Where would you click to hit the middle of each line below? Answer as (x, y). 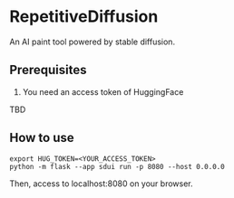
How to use (42, 138)
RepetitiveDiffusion (84, 17)
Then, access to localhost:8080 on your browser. (101, 184)
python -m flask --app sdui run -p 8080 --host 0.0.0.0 (117, 166)
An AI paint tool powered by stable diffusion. (92, 42)
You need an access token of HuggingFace (103, 91)
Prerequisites (48, 70)
